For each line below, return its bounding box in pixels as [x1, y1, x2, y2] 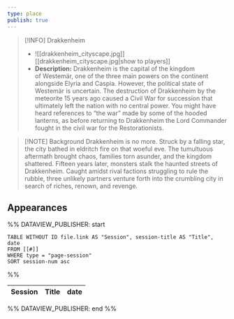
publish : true [7, 17, 49, 24]
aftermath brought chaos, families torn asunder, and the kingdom [24, 151, 212, 161]
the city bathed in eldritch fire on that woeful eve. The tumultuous [24, 144, 214, 153]
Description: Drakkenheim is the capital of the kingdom [34, 64, 196, 73]
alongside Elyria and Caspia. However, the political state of [34, 79, 204, 87]
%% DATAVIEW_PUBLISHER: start [7, 221, 105, 229]
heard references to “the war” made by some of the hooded [34, 109, 207, 117]
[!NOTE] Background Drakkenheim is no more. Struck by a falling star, [24, 137, 226, 145]
